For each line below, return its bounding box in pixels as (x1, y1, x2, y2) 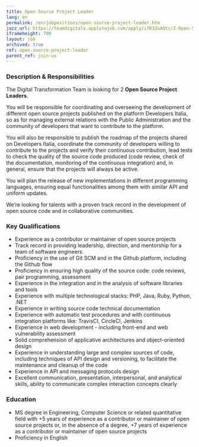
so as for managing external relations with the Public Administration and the (6, 116, 191, 123)
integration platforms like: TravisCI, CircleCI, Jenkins (14, 318, 143, 325)
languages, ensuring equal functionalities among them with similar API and (6, 183, 188, 190)
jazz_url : (6, 25, 31, 31)
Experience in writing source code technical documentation (14, 305, 161, 312)
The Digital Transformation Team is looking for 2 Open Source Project (6, 85, 178, 92)
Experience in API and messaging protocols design (14, 368, 139, 375)
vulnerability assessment (14, 330, 76, 337)
